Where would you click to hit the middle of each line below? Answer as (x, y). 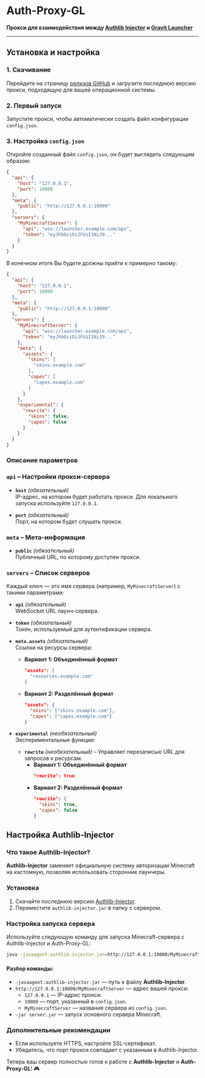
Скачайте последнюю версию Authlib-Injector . (75, 901)
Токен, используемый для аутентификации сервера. (84, 629)
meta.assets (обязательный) (52, 641)
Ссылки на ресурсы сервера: (54, 647)
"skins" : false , (49, 417)
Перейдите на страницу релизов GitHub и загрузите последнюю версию (101, 83)
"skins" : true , (58, 805)
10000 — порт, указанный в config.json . (75, 1002)
